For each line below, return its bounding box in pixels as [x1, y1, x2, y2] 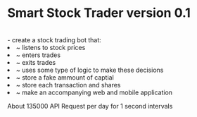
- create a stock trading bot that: [7, 35, 102, 44]
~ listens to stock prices [16, 43, 86, 51]
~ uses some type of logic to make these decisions [16, 66, 164, 74]
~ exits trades [16, 58, 56, 66]
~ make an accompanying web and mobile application [16, 88, 173, 97]
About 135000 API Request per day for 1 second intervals [7, 101, 173, 110]
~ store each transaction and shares [16, 80, 121, 89]
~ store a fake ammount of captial [16, 73, 114, 82]
